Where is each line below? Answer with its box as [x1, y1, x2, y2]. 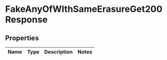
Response [5, 14, 48, 25]
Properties [5, 34, 39, 42]
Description [44, 49, 73, 55]
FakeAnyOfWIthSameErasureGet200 [5, 3, 163, 15]
